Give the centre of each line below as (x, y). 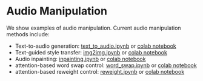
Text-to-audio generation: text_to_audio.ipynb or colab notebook (96, 46)
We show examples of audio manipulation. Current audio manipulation (94, 28)
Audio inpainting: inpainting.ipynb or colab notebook (80, 59)
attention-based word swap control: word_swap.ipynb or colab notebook (106, 65)
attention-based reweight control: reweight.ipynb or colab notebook (100, 71)
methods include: (28, 34)
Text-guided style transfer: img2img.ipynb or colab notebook (91, 52)
